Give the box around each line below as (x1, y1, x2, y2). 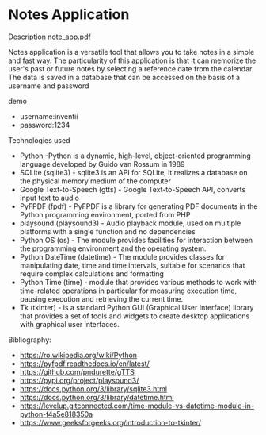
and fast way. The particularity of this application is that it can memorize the (8, 56, 256, 65)
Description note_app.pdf (8, 32, 91, 41)
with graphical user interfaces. (19, 319, 120, 329)
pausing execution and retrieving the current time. (19, 294, 184, 303)
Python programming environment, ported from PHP (19, 210, 191, 219)
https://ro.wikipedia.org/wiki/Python (19, 350, 137, 360)
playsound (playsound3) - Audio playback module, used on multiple (19, 218, 241, 228)
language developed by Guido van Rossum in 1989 (19, 159, 185, 168)
